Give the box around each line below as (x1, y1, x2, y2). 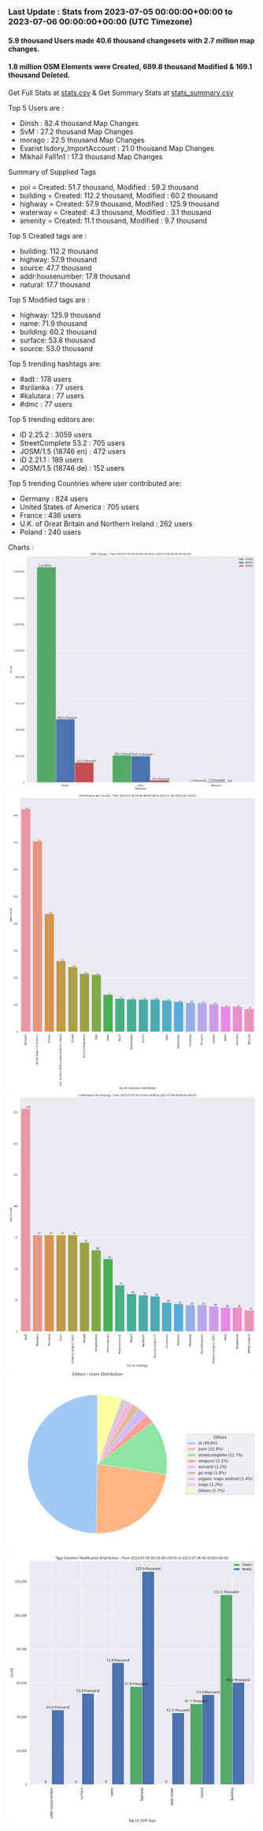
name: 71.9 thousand (19, 318, 88, 328)
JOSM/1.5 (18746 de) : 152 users (19, 463, 124, 472)
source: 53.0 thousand (19, 343, 93, 353)
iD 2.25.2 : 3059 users (19, 430, 92, 439)
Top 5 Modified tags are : (8, 294, 90, 305)
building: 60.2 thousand (19, 327, 97, 336)
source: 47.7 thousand (19, 263, 92, 272)
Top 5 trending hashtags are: (8, 359, 102, 368)
